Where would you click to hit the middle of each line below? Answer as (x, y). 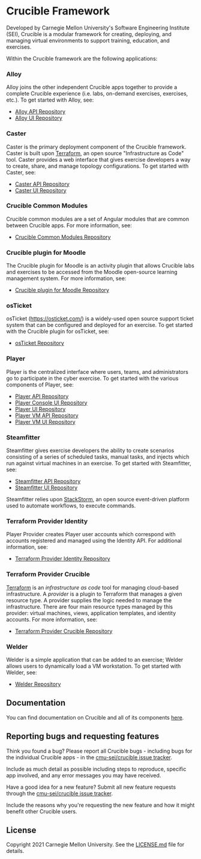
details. (15, 851)
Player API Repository (42, 396)
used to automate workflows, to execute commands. (71, 506)
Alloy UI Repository (39, 118)
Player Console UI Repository (51, 402)
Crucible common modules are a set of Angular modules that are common (97, 219)
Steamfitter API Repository (48, 481)
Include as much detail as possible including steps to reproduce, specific (96, 769)
